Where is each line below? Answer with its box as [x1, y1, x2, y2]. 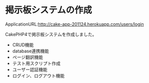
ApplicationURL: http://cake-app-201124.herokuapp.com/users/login [5, 21, 144, 27]
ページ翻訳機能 [12, 54, 43, 60]
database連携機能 [12, 48, 49, 54]
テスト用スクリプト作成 [12, 60, 61, 66]
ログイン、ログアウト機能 [12, 73, 65, 79]
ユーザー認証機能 [12, 66, 48, 72]
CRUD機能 [12, 41, 34, 47]
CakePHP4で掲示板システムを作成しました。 [5, 31, 97, 37]
